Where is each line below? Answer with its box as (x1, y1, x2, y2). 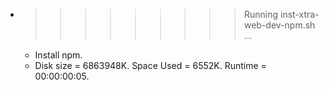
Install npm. (34, 49, 83, 61)
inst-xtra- (279, 9, 320, 20)
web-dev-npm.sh (243, 19, 316, 31)
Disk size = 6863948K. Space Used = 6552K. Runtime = (34, 60, 267, 71)
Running (243, 9, 279, 20)
